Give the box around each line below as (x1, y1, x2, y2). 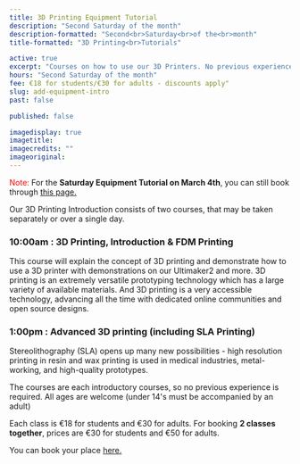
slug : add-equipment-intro (9, 87, 110, 96)
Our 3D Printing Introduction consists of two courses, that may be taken (9, 203, 274, 214)
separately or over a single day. (9, 213, 125, 224)
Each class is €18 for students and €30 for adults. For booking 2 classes (9, 418, 276, 429)
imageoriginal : (9, 153, 66, 162)
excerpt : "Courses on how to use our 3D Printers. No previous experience (9, 62, 294, 71)
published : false (9, 112, 74, 120)
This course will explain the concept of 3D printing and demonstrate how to (9, 256, 287, 267)
